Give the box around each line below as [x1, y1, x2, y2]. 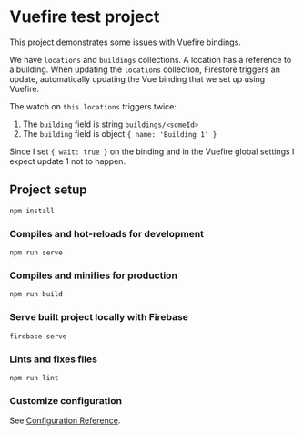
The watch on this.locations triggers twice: [9, 100, 177, 111]
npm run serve [9, 248, 64, 257]
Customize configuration [9, 394, 123, 407]
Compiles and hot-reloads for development [9, 227, 205, 240]
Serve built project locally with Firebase [9, 311, 189, 324]
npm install [9, 206, 55, 215]
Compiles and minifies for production [9, 269, 177, 282]
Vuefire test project [9, 6, 160, 27]
